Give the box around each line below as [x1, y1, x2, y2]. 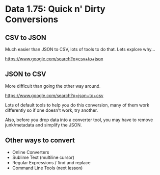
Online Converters [12, 149, 50, 155]
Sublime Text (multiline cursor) [12, 154, 75, 160]
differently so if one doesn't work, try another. [5, 107, 98, 113]
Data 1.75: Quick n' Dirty [5, 3, 106, 15]
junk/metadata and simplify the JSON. [5, 122, 82, 128]
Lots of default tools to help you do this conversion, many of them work [5, 102, 150, 108]
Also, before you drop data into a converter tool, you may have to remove [5, 117, 153, 123]
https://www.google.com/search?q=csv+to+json [5, 56, 104, 62]
